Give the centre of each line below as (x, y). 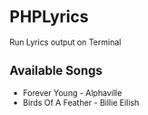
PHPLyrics (49, 17)
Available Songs (56, 71)
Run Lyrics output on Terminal (65, 42)
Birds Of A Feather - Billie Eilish (81, 102)
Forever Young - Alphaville (72, 92)
